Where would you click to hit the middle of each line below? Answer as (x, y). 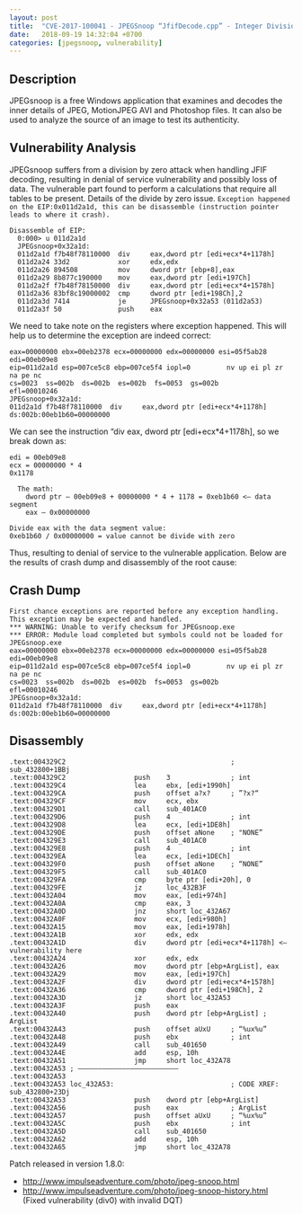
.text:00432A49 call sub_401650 (108, 1045)
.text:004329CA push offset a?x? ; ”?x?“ (134, 793)
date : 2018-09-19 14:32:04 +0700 (76, 34)
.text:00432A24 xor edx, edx (104, 958)
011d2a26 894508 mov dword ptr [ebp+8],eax (126, 270)
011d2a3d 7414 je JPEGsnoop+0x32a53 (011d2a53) (140, 301)
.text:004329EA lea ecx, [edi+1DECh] (120, 856)
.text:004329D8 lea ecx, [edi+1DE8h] (120, 824)
